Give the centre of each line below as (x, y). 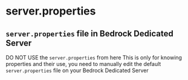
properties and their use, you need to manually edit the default (83, 64)
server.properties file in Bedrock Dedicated (89, 34)
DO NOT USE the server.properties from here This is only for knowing (94, 58)
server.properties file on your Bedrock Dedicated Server (77, 70)
